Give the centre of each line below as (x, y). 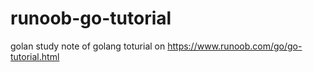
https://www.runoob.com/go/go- (235, 46)
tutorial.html (35, 56)
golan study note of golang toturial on (88, 46)
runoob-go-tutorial (91, 18)
